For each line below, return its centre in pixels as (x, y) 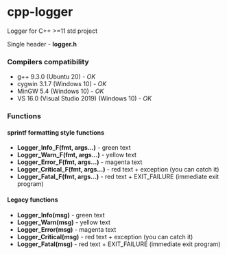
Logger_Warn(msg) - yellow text (64, 222)
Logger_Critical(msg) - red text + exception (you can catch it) (105, 237)
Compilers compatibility (48, 62)
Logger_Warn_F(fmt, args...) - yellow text (77, 155)
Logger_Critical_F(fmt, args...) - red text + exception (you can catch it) (118, 170)
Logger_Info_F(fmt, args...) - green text (74, 148)
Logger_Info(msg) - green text (61, 215)
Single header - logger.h (42, 44)
